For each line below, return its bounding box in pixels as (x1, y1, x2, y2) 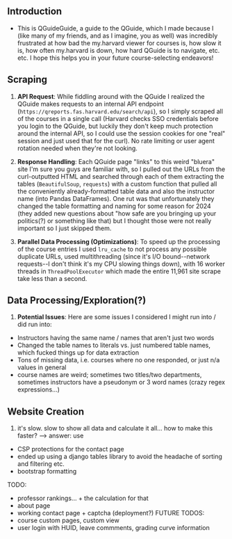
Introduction (7, 6, 63, 17)
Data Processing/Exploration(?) (7, 295, 147, 307)
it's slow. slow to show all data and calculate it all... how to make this (17, 424, 213, 433)
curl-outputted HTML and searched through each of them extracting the (17, 172, 224, 180)
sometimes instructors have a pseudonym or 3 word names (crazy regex (17, 378, 226, 387)
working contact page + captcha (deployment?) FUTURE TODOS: (17, 509, 205, 517)
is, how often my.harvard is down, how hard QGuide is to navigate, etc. (17, 46, 220, 54)
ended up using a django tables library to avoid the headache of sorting (17, 452, 222, 461)
